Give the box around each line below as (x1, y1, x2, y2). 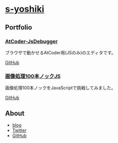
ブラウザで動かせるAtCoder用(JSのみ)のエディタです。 (5, 49, 116, 55)
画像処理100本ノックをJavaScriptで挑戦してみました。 (5, 85, 116, 91)
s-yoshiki (5, 3, 44, 15)
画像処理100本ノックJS (5, 72, 60, 79)
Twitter (12, 127, 27, 133)
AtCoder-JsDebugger (5, 38, 58, 45)
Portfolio (5, 23, 32, 32)
